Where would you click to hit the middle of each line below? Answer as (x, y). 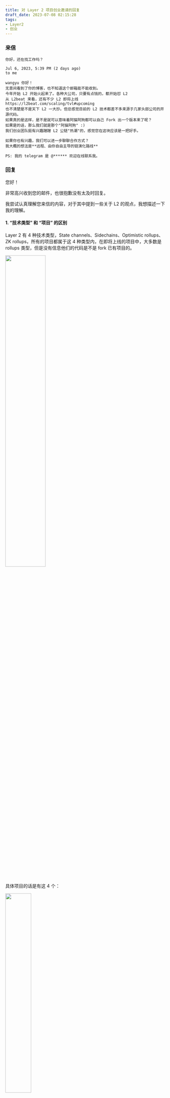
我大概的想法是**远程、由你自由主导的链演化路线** (52, 146)
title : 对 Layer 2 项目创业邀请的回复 (43, 10)
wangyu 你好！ (19, 83)
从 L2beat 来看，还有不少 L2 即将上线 (42, 99)
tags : (11, 19)
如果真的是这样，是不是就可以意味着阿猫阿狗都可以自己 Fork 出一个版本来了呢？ (79, 120)
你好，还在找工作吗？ (24, 60)
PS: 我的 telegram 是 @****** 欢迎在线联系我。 (53, 156)
